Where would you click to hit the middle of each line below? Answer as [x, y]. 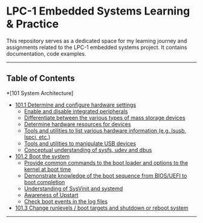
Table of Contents [41, 78]
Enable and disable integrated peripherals [76, 111]
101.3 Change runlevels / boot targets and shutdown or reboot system [101, 208]
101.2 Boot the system [42, 156]
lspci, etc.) [37, 137]
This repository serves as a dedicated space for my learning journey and [97, 41]
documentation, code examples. [46, 53]
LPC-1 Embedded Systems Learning [98, 11]
